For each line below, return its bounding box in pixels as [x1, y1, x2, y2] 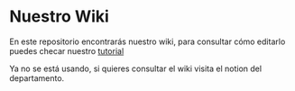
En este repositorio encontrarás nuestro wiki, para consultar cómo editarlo [9, 36, 286, 47]
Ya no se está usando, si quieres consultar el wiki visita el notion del [9, 63, 263, 74]
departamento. [9, 72, 65, 83]
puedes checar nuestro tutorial [9, 45, 124, 56]
